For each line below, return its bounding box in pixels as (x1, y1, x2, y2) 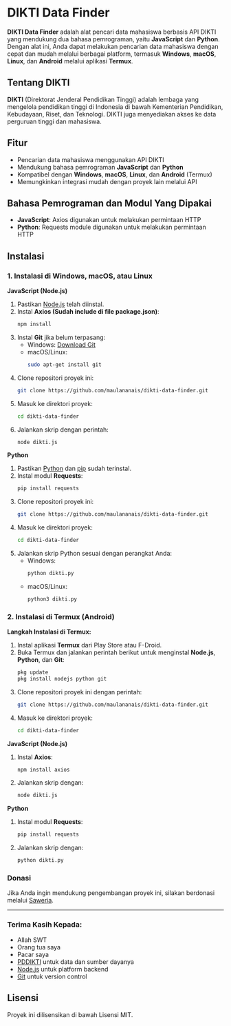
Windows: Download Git (27, 340, 96, 349)
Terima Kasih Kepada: (7, 920, 82, 929)
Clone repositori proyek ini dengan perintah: (16, 687, 142, 696)
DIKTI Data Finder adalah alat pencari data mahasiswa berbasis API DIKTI (7, 28, 217, 36)
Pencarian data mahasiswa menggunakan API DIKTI (16, 155, 164, 163)
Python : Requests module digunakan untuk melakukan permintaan (16, 223, 206, 232)
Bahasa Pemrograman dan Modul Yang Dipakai (7, 197, 212, 209)
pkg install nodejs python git (16, 675, 107, 682)
